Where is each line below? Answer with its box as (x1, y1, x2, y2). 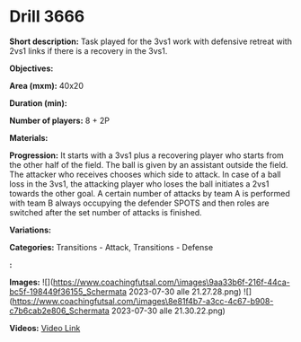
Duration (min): (9, 97, 67, 109)
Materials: (9, 132, 49, 143)
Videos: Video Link (9, 322, 81, 333)
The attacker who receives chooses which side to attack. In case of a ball (9, 169, 281, 180)
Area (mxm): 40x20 (9, 80, 84, 91)
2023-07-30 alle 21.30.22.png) (111, 305, 226, 316)
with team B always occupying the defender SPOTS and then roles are (9, 197, 270, 208)
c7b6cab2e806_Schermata (9, 305, 110, 316)
